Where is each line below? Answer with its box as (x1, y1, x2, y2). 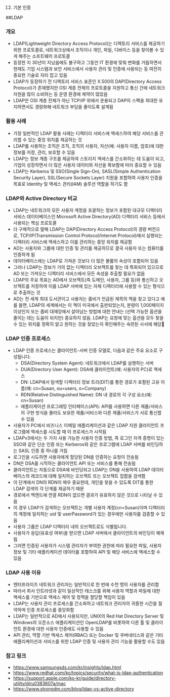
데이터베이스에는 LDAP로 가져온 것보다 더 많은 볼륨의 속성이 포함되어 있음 (13, 258, 158, 264)
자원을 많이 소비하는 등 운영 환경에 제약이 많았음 (13, 91, 108, 97)
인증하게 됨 (13, 251, 35, 257)
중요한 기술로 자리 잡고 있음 (13, 72, 68, 78)
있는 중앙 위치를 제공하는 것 (28, 136, 82, 143)
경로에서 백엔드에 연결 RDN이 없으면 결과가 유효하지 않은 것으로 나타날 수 (13, 492, 158, 498)
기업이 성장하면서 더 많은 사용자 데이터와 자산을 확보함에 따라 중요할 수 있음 (13, 161, 162, 168)
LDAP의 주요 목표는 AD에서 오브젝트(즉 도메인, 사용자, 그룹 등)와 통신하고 (13, 276, 158, 282)
